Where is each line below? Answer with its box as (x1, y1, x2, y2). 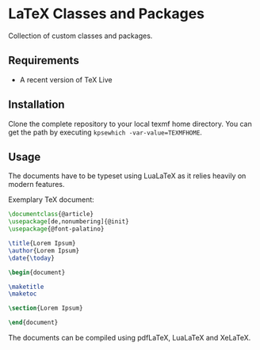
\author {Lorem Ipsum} (8, 246, 80, 254)
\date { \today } (8, 254, 55, 262)
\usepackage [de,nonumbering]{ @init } (8, 218, 129, 226)
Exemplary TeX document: (8, 195, 95, 204)
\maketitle (8, 283, 44, 291)
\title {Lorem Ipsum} (8, 239, 77, 247)
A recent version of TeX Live (19, 74, 113, 84)
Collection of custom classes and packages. (8, 31, 153, 40)
